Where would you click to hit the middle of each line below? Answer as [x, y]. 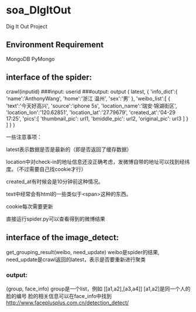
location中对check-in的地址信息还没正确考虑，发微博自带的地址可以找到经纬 [98, 162]
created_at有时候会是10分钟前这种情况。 [55, 181]
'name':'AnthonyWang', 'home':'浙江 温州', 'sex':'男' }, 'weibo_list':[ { [88, 98]
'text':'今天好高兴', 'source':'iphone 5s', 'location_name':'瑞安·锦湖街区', [92, 105]
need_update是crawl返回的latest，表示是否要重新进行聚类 [76, 260]
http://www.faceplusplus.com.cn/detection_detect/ [68, 303]
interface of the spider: [49, 78]
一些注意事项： [24, 137]
